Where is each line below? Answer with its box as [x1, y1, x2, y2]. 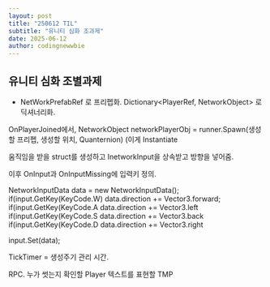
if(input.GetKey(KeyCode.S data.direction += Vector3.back [8, 211, 204, 221]
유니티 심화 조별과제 [8, 74, 102, 88]
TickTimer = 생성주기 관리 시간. [8, 252, 109, 262]
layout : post [8, 11, 53, 20]
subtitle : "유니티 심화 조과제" [8, 27, 104, 35]
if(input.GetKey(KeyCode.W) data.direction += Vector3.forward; [8, 194, 221, 203]
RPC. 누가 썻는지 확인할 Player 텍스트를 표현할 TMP [8, 269, 174, 279]
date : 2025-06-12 [8, 34, 67, 43]
